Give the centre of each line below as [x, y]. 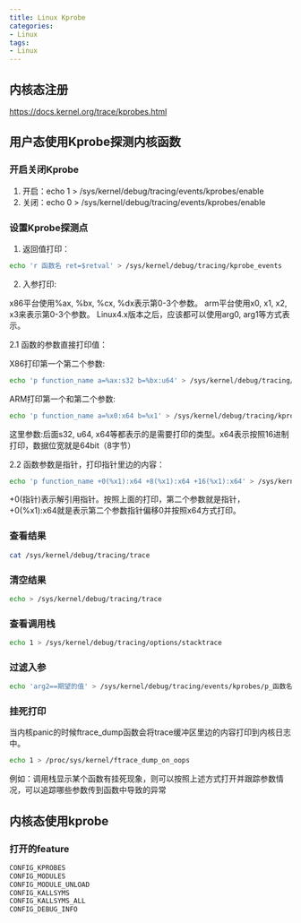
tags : [19, 43]
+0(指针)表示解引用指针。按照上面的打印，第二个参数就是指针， [127, 499]
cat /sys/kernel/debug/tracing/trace [80, 555]
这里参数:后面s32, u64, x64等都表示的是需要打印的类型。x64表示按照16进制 [149, 434]
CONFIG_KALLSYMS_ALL [48, 901]
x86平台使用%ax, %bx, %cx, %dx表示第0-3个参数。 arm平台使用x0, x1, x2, [148, 303]
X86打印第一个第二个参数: [57, 363]
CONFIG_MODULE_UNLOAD [50, 884]
